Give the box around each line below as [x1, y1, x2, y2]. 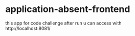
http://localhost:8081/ [5, 25, 51, 31]
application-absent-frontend [5, 3, 130, 15]
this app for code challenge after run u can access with [5, 20, 122, 26]
